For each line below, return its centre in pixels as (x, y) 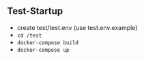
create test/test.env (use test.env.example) (77, 27)
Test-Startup (35, 11)
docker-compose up (43, 50)
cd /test (29, 35)
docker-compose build (47, 43)
